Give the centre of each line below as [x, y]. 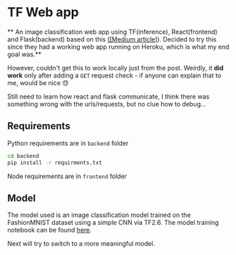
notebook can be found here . [50, 230]
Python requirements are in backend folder [68, 143]
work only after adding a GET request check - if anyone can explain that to [114, 75]
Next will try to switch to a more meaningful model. [81, 244]
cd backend [23, 156]
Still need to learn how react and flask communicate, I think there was [108, 97]
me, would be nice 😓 [38, 82]
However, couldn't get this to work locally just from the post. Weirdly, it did [116, 68]
